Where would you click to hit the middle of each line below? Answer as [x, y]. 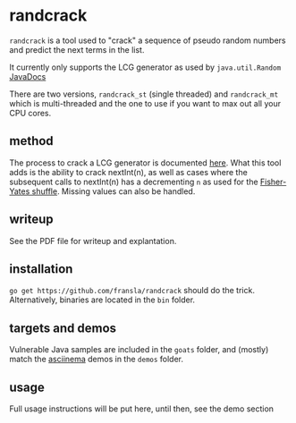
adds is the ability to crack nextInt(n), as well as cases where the [128, 172]
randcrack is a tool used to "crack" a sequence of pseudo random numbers [148, 40]
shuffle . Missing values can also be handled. [114, 191]
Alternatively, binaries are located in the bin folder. [102, 300]
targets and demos [63, 328]
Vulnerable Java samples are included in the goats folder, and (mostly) [139, 350]
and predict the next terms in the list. [77, 49]
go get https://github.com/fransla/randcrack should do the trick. [132, 291]
